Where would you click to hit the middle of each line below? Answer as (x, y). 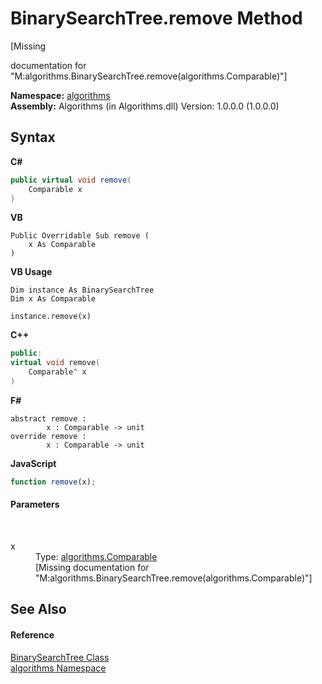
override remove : (48, 436)
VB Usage (31, 272)
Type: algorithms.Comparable (96, 556)
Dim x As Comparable (53, 299)
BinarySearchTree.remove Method (156, 18)
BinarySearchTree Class (60, 657)
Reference (32, 634)
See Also (38, 609)
